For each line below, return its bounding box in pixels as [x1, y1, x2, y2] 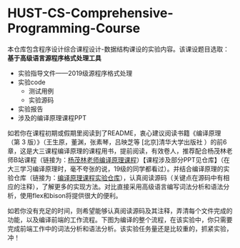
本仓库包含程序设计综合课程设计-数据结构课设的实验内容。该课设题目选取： [7, 44, 230, 53]
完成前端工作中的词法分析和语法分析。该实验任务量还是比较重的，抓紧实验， [7, 224, 233, 233]
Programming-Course [7, 20, 141, 36]
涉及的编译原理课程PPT [17, 113, 87, 122]
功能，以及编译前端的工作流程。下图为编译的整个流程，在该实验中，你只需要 [7, 215, 233, 224]
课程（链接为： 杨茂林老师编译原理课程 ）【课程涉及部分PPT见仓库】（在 [24, 155, 231, 164]
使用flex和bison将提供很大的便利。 [19, 191, 123, 199]
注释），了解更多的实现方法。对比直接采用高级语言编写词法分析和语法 [19, 182, 224, 191]
